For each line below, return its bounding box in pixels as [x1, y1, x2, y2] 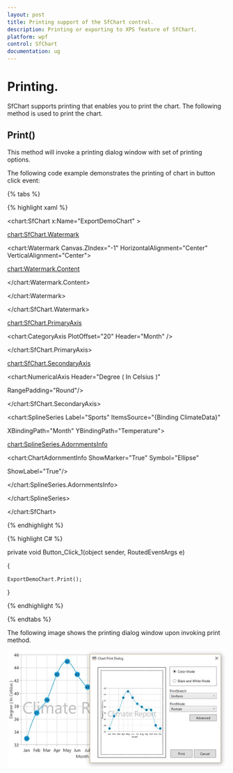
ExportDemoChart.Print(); [7, 575, 82, 583]
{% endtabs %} [7, 615, 51, 623]
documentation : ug [7, 48, 61, 55]
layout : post [7, 11, 45, 18]
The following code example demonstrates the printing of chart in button [7, 169, 216, 177]
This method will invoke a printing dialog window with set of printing [7, 148, 202, 156]
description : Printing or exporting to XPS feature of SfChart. [7, 26, 198, 33]
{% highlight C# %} [7, 534, 63, 542]
